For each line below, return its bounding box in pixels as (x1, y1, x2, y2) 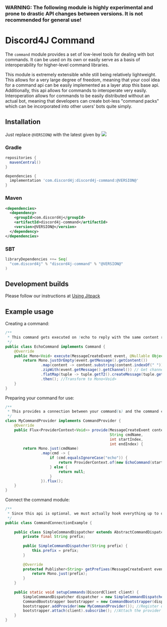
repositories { (5, 155, 37, 160)
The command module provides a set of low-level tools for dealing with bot (5, 51, 154, 57)
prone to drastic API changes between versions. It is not (5, 10, 143, 17)
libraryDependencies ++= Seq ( (5, 256, 68, 261)
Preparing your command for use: (5, 395, 75, 401)
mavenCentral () (9, 160, 41, 165)
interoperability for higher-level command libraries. (5, 62, 109, 68)
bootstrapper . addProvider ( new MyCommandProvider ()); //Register (23, 604, 159, 609)
